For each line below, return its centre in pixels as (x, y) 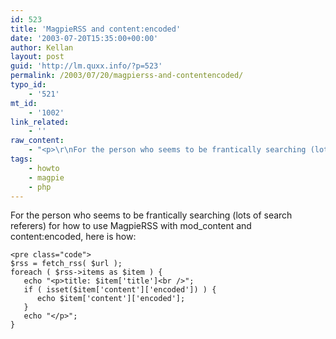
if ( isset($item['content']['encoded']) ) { (120, 290)
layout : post (37, 57)
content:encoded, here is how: (73, 237)
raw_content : (37, 141)
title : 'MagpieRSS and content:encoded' (96, 29)
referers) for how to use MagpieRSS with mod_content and (131, 226)
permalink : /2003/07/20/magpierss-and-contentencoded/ (127, 76)
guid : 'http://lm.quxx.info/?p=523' (86, 66)
